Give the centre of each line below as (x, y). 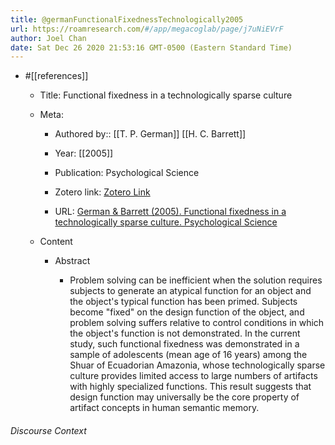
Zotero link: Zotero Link (102, 192)
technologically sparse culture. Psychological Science (166, 222)
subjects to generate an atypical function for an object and (190, 291)
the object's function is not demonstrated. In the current (185, 333)
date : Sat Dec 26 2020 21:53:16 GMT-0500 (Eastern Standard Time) (151, 47)
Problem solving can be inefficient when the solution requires (196, 280)
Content (56, 242)
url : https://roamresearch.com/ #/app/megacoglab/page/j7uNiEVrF (147, 29)
